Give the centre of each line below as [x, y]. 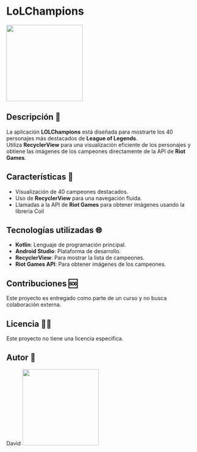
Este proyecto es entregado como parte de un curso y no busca [87, 298]
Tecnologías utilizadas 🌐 [54, 230]
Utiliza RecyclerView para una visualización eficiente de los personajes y [99, 145]
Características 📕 [40, 177]
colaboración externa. [34, 305]
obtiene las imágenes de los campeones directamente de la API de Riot [96, 151]
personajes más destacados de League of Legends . [72, 138]
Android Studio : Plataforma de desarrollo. [68, 251]
